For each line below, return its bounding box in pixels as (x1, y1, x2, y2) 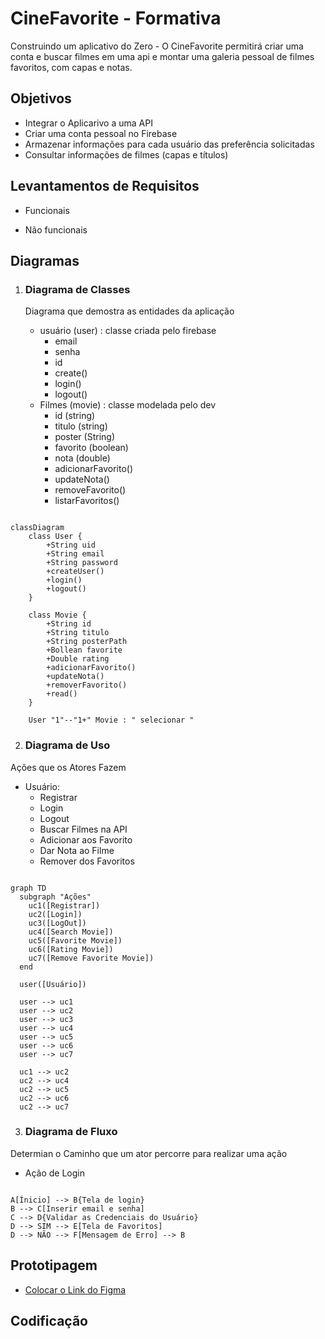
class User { (28, 532, 83, 542)
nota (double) (54, 452, 111, 464)
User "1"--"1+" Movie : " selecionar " (28, 715, 195, 726)
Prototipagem (10, 1257, 98, 1274)
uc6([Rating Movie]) (28, 944, 114, 954)
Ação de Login (24, 1167, 86, 1179)
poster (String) (54, 431, 115, 443)
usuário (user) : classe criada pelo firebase (39, 325, 217, 337)
